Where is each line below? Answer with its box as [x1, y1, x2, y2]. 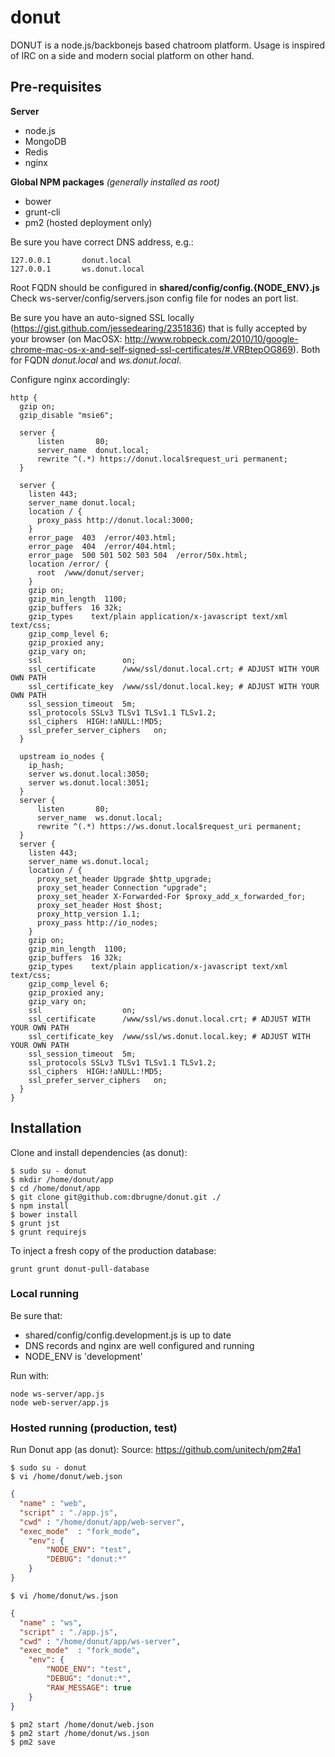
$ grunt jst [10, 1218, 60, 1228]
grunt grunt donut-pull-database [10, 1264, 150, 1274]
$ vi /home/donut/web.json [10, 1472, 123, 1482]
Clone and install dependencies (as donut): [10, 1146, 188, 1158]
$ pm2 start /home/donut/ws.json [10, 1728, 150, 1738]
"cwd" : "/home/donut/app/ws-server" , [19, 1636, 182, 1646]
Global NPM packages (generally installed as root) [10, 176, 220, 188]
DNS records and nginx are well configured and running [24, 1339, 255, 1351]
